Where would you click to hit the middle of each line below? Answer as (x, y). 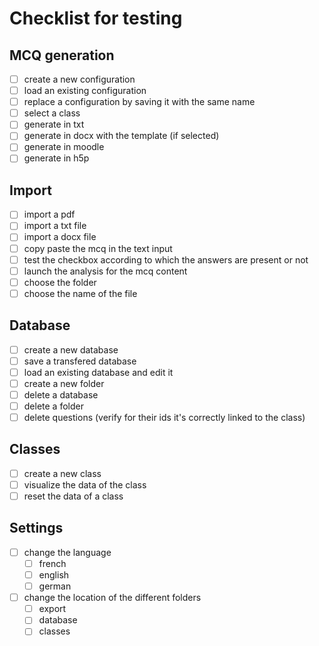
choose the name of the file (80, 293)
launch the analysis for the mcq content (105, 271)
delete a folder (53, 406)
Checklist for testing (96, 18)
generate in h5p (56, 158)
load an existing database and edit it (98, 372)
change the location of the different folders (112, 598)
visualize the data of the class (85, 484)
